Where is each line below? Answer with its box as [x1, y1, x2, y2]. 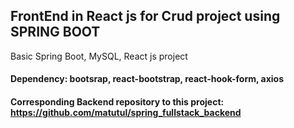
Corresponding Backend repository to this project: [10, 96, 225, 108]
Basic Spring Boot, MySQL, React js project [10, 50, 188, 62]
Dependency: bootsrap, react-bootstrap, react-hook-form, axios [10, 73, 285, 85]
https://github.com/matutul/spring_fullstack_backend [10, 107, 242, 118]
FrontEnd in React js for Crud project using [10, 8, 281, 25]
